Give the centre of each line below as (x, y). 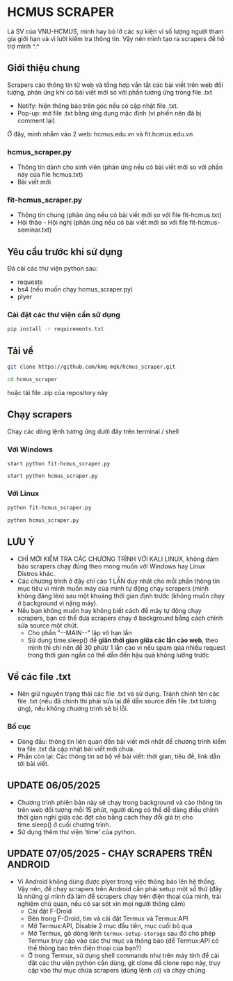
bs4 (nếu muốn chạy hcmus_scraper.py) (75, 289)
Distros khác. (36, 573)
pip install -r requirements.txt (56, 329)
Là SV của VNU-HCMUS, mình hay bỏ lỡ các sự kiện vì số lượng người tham (115, 31)
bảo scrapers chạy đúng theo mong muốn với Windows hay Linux (111, 566)
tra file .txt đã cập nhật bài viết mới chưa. (76, 749)
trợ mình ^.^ (23, 46)
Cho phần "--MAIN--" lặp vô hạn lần (80, 632)
